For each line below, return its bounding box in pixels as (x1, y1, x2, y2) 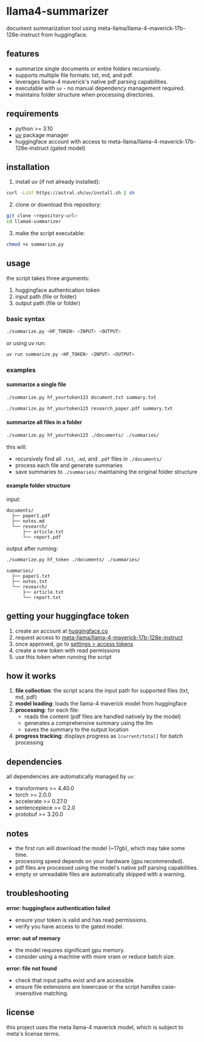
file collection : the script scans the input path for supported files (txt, (15, 687, 190, 694)
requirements (6, 109, 59, 119)
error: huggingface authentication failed (6, 904, 111, 911)
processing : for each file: (15, 707, 80, 714)
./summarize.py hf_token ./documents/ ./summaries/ (6, 556, 140, 563)
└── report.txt (22, 594, 62, 600)
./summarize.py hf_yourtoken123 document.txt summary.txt (6, 394, 157, 401)
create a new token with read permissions (15, 646, 121, 654)
